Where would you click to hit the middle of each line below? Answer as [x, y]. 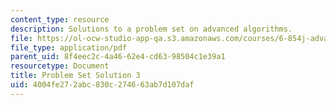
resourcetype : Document [60, 66]
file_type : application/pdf [69, 47]
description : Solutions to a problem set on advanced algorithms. [151, 29]
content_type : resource [60, 19]
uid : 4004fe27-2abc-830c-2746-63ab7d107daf [102, 85]
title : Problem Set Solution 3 [75, 76]
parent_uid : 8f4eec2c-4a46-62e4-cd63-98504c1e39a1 [118, 57]
